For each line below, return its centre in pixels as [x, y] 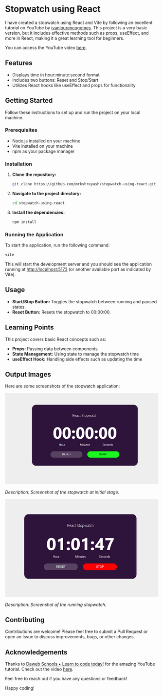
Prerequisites [21, 130]
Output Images [28, 374]
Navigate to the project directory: [46, 194]
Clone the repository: [34, 175]
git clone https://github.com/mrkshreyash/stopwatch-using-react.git [84, 184]
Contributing [25, 620]
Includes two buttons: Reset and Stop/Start [55, 80]
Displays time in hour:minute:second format [56, 75]
